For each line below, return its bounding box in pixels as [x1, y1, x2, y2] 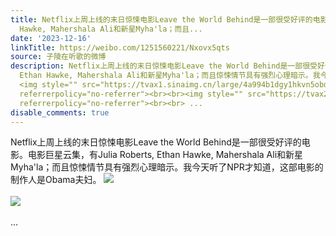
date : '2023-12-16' [10, 33, 92, 43]
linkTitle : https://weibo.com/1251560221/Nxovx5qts [10, 42, 230, 53]
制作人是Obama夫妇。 [10, 174, 102, 186]
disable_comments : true [10, 107, 110, 118]
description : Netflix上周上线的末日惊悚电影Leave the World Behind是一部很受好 [10, 61, 325, 71]
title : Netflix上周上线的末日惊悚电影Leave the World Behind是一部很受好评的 [10, 14, 313, 25]
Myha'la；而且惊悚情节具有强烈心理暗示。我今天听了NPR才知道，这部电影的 [10, 161, 324, 173]
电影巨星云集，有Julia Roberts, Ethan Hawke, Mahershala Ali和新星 [27, 149, 304, 161]
